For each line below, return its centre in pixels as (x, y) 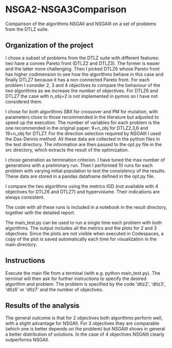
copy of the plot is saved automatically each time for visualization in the (81, 239)
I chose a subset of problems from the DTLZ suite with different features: (82, 58)
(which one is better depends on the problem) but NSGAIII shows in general (85, 329)
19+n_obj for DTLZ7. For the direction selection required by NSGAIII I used (83, 133)
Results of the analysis (42, 306)
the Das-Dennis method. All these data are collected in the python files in (83, 139)
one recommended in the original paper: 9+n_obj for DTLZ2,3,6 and (77, 128)
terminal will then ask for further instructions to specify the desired (76, 279)
